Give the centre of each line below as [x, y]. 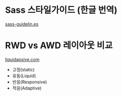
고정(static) [23, 69]
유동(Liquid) [24, 76]
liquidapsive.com [22, 59]
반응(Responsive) [30, 82]
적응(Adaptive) [27, 88]
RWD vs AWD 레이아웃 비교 [59, 46]
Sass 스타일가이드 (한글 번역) [61, 10]
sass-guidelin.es [22, 24]
